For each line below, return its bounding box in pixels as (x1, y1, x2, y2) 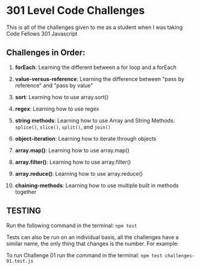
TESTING (6, 206, 42, 216)
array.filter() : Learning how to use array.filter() (14, 158, 131, 166)
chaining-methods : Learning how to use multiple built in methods (14, 182, 179, 189)
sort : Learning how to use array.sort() (14, 93, 109, 100)
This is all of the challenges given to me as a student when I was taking (6, 24, 183, 31)
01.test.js (6, 258, 34, 264)
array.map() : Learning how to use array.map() (14, 146, 130, 154)
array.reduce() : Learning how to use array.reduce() (14, 170, 143, 177)
